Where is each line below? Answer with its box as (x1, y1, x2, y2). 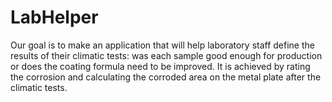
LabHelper (10, 6, 99, 29)
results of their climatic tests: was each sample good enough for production (10, 49, 323, 61)
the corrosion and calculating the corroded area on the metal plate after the (10, 71, 322, 83)
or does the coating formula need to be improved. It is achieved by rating (10, 60, 311, 72)
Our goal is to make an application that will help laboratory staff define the (10, 39, 315, 51)
